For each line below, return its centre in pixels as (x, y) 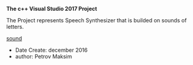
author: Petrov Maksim (44, 56)
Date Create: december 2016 (51, 50)
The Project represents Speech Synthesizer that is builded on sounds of (96, 20)
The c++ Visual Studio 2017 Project (52, 9)
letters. (15, 27)
